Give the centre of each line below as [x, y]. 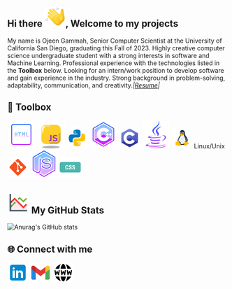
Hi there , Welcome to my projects [93, 24]
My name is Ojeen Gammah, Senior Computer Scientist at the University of [115, 41]
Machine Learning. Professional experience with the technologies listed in [114, 63]
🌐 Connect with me [50, 249]
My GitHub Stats [68, 210]
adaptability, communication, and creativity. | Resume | [84, 85]
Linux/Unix [209, 146]
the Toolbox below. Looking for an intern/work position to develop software [116, 70]
